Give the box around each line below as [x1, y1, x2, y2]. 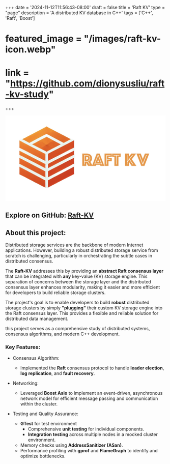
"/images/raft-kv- [83, 33, 161, 45]
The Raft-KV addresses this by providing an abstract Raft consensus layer [5, 268, 164, 274]
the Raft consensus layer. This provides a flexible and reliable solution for [5, 310, 159, 316]
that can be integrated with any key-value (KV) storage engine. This [5, 273, 148, 279]
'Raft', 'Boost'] [5, 15, 35, 21]
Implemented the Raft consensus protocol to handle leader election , [20, 365, 164, 371]
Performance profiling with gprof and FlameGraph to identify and [20, 448, 158, 454]
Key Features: [5, 343, 41, 351]
